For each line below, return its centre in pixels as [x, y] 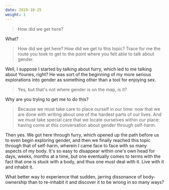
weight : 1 [16, 15]
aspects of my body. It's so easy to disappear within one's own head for [80, 151]
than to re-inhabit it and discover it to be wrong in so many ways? [96, 182]
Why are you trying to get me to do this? [47, 99]
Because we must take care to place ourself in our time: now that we [89, 109]
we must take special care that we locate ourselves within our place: [89, 119]
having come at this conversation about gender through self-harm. [87, 125]
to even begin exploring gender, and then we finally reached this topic [78, 140]
